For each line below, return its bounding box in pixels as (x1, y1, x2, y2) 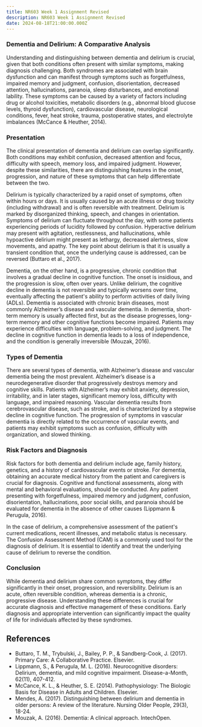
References (6, 634, 51, 644)
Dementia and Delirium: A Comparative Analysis (6, 40, 151, 48)
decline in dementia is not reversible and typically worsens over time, (6, 286, 178, 294)
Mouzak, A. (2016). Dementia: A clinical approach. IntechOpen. (14, 714, 172, 721)
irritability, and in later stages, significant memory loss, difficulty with (6, 392, 178, 400)
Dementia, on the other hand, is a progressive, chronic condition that (6, 267, 177, 274)
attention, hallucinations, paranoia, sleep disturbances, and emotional (6, 86, 179, 93)
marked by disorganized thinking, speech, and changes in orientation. (6, 210, 180, 217)
